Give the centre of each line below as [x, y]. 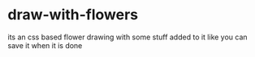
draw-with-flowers [73, 15]
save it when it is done [45, 45]
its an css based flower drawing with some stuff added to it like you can [128, 37]
